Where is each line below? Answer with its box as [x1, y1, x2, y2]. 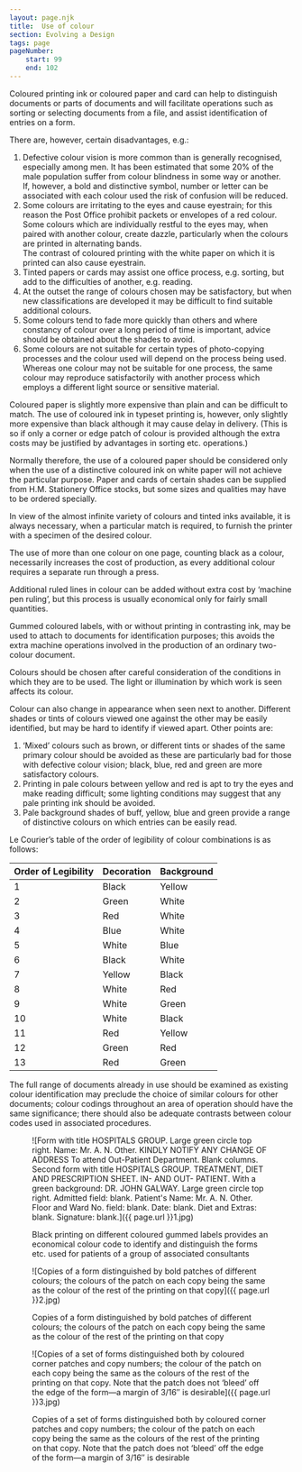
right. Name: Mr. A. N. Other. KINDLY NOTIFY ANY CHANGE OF [32, 1144, 268, 1155]
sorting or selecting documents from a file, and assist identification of [9, 107, 268, 118]
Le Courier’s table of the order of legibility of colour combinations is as [9, 834, 271, 845]
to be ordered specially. [9, 493, 97, 504]
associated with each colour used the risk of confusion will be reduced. [22, 190, 288, 201]
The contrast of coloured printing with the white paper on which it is [22, 247, 275, 258]
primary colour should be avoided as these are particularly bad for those [22, 749, 292, 760]
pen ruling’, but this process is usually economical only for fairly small [9, 593, 268, 604]
